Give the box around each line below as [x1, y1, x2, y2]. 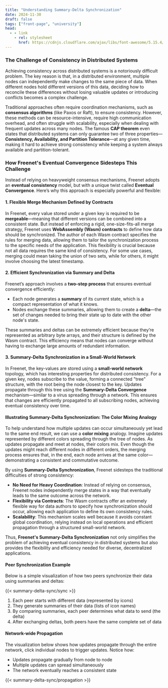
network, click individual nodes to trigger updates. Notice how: [5, 647, 134, 653]
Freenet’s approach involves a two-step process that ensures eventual [5, 281, 151, 287]
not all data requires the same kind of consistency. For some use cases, [5, 248, 153, 254]
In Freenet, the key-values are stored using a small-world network [5, 365, 143, 371]
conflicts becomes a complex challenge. [5, 95, 88, 101]
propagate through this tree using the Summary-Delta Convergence [5, 386, 146, 392]
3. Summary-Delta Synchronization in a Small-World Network [5, 354, 136, 360]
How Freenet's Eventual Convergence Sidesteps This [5, 159, 137, 166]
